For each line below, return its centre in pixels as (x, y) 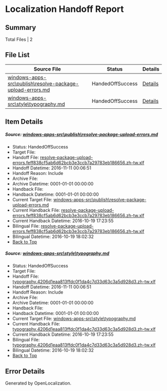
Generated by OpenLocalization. (38, 383)
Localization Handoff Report (65, 9)
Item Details (24, 122)
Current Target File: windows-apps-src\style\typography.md (74, 318)
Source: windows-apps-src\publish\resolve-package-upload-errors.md (82, 134)
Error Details (25, 371)
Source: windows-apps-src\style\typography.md (57, 253)
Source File (47, 69)
